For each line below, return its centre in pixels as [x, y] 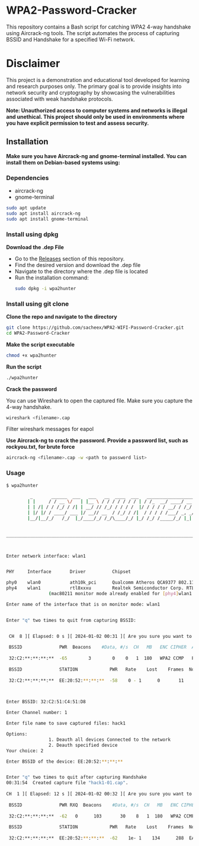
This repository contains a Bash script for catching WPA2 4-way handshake [99, 27]
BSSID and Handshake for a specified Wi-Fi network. [70, 39]
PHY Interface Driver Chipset [69, 572]
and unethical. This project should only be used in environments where [95, 117]
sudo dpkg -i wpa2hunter [45, 288]
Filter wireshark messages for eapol [50, 429]
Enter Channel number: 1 [37, 713]
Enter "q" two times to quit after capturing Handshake [76, 777]
